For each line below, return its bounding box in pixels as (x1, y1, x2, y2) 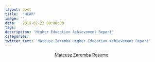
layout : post (5, 7, 32, 12)
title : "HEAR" (5, 12, 36, 16)
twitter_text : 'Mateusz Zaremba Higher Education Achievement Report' (5, 39, 151, 44)
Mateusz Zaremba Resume (54, 52, 109, 58)
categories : (5, 34, 29, 39)
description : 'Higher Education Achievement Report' (5, 30, 114, 34)
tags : (5, 25, 16, 30)
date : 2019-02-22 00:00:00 (5, 20, 64, 26)
